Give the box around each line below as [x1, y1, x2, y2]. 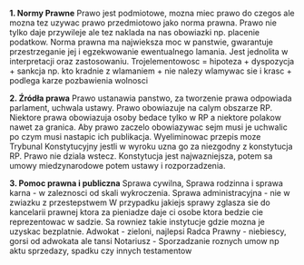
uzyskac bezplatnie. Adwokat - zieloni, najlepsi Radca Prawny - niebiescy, [9, 226, 287, 237]
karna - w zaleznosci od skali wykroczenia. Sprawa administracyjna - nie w [9, 188, 290, 198]
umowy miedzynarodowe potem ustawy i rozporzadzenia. [9, 161, 226, 171]
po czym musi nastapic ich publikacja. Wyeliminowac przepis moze [9, 132, 261, 142]
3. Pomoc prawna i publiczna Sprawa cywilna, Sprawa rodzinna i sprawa [9, 178, 284, 189]
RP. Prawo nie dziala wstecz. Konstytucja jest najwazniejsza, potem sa [9, 151, 273, 162]
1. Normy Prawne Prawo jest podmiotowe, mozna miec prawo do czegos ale [9, 8, 295, 18]
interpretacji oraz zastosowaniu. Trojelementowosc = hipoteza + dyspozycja [9, 56, 295, 66]
